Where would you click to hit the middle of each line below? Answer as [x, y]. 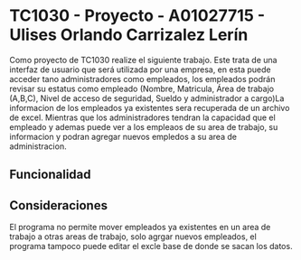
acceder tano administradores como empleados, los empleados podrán [142, 79]
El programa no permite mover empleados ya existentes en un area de [140, 227]
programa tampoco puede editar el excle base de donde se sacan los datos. [151, 246]
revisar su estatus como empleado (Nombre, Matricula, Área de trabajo [141, 88]
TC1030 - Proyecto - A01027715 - [137, 16]
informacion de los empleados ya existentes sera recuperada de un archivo [150, 107]
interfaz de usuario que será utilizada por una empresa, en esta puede [140, 70]
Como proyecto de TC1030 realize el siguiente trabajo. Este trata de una [143, 60]
